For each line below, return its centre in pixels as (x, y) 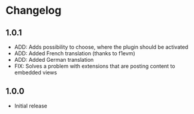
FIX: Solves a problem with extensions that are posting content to (95, 66)
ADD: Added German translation (54, 60)
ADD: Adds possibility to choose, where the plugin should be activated (101, 47)
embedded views (36, 72)
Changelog (34, 10)
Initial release (31, 106)
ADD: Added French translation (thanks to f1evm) (75, 53)
